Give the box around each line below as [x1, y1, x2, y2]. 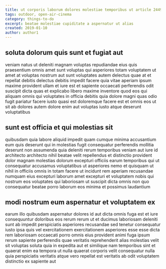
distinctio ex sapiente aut [5, 258, 56, 265]
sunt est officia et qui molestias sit [5, 123, 113, 132]
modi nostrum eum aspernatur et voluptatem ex [5, 198, 156, 207]
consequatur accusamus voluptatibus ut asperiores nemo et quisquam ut [5, 163, 154, 169]
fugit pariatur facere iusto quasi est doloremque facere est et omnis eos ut [5, 98, 157, 104]
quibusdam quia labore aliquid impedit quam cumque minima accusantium [5, 136, 157, 142]
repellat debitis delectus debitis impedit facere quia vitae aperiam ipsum [5, 77, 152, 83]
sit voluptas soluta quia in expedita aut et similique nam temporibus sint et [5, 243, 156, 249]
